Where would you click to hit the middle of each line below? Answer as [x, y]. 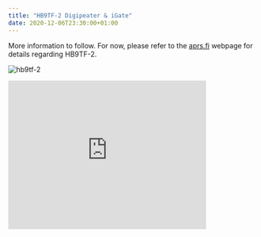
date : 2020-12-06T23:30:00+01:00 [63, 23]
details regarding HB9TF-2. [53, 54]
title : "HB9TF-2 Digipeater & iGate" [70, 15]
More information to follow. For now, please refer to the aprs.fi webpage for [130, 45]
